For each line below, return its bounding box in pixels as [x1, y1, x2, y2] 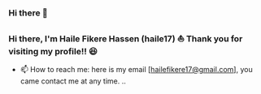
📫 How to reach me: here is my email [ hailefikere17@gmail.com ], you [20, 65, 254, 75]
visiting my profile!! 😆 [8, 45, 98, 57]
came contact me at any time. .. [20, 76, 126, 86]
